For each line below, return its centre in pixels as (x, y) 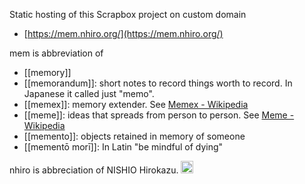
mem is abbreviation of (56, 53)
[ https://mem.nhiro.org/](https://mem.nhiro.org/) (123, 33)
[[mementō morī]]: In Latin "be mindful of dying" (123, 147)
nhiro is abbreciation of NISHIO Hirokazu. (94, 170)
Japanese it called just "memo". (89, 93)
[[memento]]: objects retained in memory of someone (134, 136)
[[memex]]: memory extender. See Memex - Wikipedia (136, 104)
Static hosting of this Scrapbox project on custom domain (128, 14)
